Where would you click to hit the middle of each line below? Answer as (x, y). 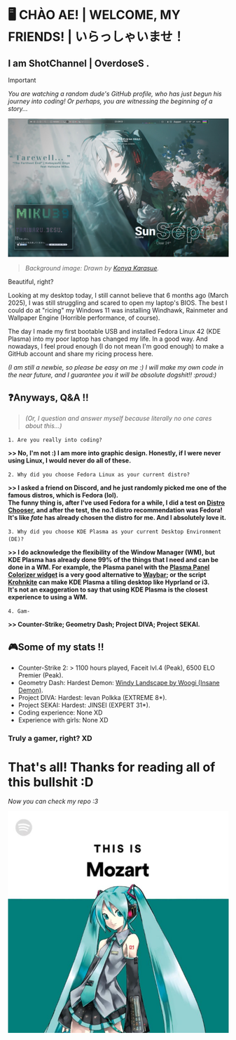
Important (22, 80)
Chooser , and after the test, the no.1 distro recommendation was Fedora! (115, 510)
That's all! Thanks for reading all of (112, 767)
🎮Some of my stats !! (56, 648)
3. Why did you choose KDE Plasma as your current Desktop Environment (114, 532)
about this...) (43, 425)
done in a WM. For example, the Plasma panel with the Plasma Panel (109, 567)
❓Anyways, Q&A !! (49, 398)
